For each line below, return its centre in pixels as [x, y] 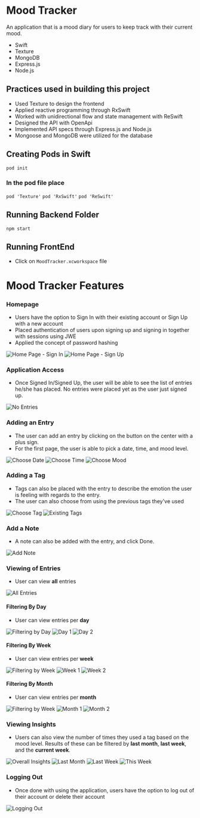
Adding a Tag [26, 475]
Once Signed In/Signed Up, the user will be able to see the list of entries [103, 383]
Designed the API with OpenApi [53, 123]
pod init [17, 168]
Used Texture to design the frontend [59, 104]
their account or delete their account [60, 796]
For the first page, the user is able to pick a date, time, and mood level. [101, 448]
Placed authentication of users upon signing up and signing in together [102, 330]
